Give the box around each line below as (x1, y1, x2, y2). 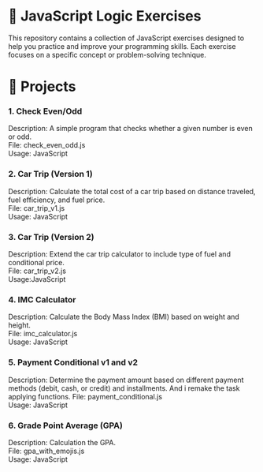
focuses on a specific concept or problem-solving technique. (8, 50, 206, 59)
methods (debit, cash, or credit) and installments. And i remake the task (8, 383, 240, 393)
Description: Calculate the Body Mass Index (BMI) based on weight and (8, 312, 240, 322)
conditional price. (8, 258, 65, 268)
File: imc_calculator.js (8, 329, 78, 339)
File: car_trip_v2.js (8, 266, 67, 275)
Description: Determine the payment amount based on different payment (8, 375, 244, 384)
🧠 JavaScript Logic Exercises (8, 7, 202, 25)
